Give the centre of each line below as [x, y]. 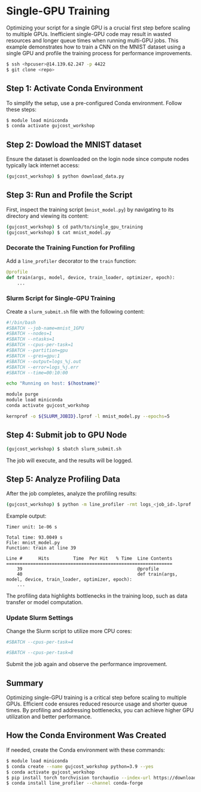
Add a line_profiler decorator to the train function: [71, 261]
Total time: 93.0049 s [34, 538]
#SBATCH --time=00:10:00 [37, 373]
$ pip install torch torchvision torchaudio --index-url [79, 778]
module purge [22, 394]
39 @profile [88, 569]
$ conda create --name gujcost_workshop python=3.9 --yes [80, 766]
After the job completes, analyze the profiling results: [71, 494]
